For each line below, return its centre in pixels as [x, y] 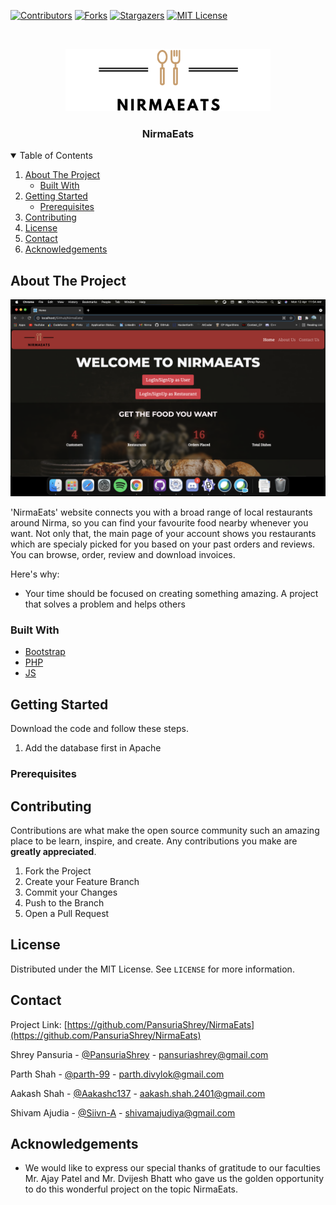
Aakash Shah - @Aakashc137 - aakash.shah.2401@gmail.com [138, 1093]
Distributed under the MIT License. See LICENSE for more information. [152, 969]
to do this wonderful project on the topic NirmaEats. [131, 1189]
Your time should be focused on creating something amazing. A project [171, 594]
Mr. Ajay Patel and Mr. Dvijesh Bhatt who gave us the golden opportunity [174, 1179]
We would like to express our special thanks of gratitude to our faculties [172, 1168]
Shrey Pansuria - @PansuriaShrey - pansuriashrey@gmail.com [139, 1054]
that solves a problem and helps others [105, 604]
